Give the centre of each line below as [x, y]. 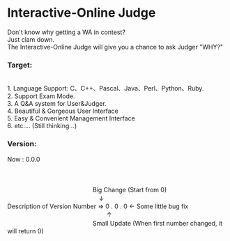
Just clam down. [31, 39]
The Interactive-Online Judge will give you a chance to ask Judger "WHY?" [115, 47]
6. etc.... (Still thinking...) [42, 126]
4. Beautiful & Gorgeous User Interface [63, 111]
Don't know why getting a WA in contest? [66, 32]
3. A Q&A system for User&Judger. [57, 104]
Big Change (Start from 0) [130, 189]
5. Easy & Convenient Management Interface [71, 118]
